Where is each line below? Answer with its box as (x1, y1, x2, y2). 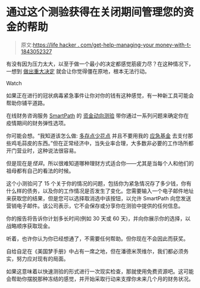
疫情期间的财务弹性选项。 (6, 119, 69, 126)
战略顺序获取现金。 (6, 222, 54, 230)
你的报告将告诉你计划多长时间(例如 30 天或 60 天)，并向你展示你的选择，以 (6, 215, 190, 222)
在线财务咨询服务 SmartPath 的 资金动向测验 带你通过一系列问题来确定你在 (6, 112, 189, 119)
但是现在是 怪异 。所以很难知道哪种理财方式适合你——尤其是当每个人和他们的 (6, 159, 194, 167)
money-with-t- (155, 41, 192, 48)
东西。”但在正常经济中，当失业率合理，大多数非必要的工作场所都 (37, 140, 194, 147)
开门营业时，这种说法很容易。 (6, 147, 79, 154)
